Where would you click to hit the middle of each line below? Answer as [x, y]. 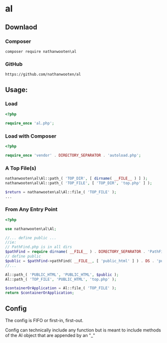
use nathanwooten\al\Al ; [31, 229]
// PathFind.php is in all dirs [39, 247]
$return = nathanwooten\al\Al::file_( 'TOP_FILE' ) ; [61, 192]
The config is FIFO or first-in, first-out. [44, 320]
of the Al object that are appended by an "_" [50, 335]
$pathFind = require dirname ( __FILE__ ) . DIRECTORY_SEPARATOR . [75, 252]
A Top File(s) [21, 168]
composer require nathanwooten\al [41, 51]
